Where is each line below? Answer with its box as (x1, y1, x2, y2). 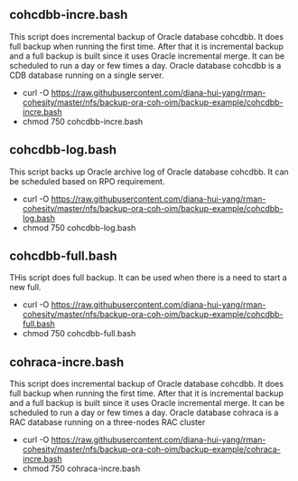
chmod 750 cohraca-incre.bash (22, 463, 141, 474)
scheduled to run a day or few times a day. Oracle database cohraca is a (9, 407, 279, 419)
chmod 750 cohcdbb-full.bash (22, 328, 136, 339)
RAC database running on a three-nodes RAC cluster (9, 417, 206, 428)
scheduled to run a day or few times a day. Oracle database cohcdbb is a (9, 60, 282, 71)
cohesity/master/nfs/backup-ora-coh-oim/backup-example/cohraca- (22, 444, 282, 455)
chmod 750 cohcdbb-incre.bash (22, 116, 144, 127)
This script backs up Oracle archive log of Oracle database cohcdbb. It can (9, 166, 289, 177)
